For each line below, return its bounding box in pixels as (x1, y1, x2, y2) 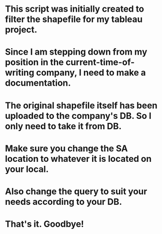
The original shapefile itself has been (5, 100, 158, 111)
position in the (5, 57, 64, 68)
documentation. (5, 78, 71, 89)
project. (5, 24, 37, 35)
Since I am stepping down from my (5, 46, 147, 58)
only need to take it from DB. (5, 120, 122, 132)
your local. (5, 163, 49, 175)
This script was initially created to (5, 3, 145, 15)
